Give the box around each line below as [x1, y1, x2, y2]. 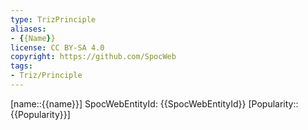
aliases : [10, 24, 47, 34]
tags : [10, 61, 33, 71]
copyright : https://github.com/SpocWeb [10, 52, 177, 62]
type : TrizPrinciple [10, 14, 97, 25]
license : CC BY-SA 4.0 [10, 42, 105, 53]
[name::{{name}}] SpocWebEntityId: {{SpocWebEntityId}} [10, 97, 247, 110]
